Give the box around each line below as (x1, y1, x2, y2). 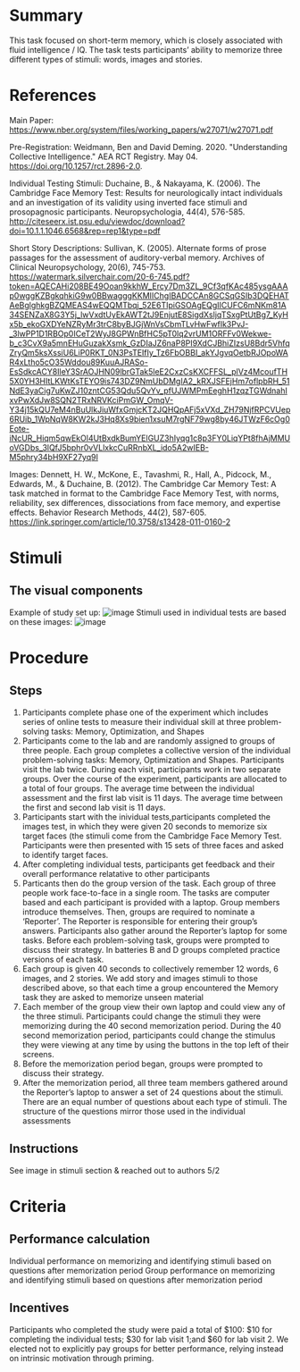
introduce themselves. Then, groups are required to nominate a (21, 906, 255, 917)
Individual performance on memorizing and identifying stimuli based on (9, 1255, 272, 1266)
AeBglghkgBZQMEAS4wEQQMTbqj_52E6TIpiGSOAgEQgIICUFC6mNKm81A (9, 299, 287, 310)
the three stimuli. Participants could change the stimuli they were (21, 1011, 262, 1022)
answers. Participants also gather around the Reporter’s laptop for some (21, 925, 287, 936)
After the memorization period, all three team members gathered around (21, 1077, 288, 1088)
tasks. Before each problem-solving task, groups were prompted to (21, 935, 270, 946)
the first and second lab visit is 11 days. (21, 802, 166, 812)
